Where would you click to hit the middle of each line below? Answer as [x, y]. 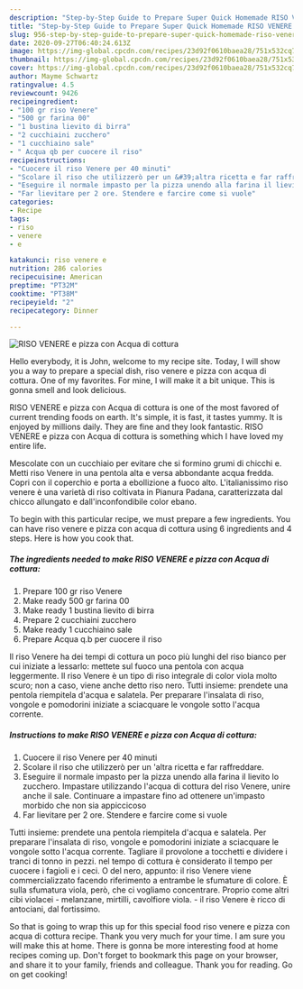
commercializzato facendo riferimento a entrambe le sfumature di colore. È [149, 881]
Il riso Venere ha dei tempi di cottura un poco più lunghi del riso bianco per [148, 657]
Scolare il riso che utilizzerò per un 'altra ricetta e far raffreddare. [143, 767]
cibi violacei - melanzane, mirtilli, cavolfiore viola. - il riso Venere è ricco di [147, 900]
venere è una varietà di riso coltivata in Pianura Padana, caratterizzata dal [146, 492]
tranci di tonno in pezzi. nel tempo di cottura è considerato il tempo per [141, 861]
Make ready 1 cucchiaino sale [77, 630]
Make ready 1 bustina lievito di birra [88, 610]
